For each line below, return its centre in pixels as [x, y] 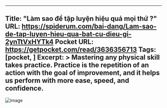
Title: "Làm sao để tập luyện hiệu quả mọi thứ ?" [81, 19]
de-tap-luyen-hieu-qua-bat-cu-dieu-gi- [68, 34]
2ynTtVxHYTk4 [29, 42]
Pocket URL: [74, 42]
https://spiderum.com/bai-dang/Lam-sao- [89, 27]
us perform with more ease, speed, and [67, 81]
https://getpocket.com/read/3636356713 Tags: [81, 50]
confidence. [24, 88]
